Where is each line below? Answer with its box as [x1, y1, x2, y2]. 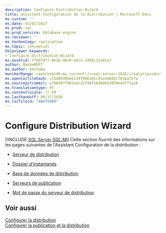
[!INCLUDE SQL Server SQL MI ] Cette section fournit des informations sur [5, 137, 155, 143]
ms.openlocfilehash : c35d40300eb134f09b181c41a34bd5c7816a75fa [5, 76, 138, 81]
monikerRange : [5, 72, 35, 77]
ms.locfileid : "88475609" [5, 99, 58, 104]
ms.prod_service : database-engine [5, 30, 77, 35]
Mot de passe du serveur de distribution [12, 190, 94, 195]
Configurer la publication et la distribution [5, 222, 90, 228]
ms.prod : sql [5, 26, 32, 31]
